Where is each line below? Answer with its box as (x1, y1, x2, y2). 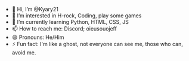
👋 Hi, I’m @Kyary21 (11, 6, 58, 13)
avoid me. (11, 49, 36, 56)
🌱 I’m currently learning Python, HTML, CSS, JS (11, 19, 129, 25)
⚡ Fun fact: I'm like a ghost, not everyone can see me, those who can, (11, 41, 183, 47)
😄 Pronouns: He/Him (11, 33, 64, 41)
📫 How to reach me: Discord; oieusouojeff (11, 25, 117, 32)
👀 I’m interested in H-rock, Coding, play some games (11, 12, 142, 19)
